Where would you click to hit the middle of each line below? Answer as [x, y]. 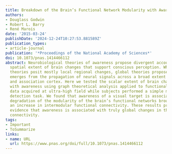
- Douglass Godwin [25, 20]
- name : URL [18, 139]
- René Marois [20, 29]
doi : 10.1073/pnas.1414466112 [38, 58]
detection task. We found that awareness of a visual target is [80, 96]
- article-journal [25, 48]
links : [12, 134]
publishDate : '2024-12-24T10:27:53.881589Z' [53, 39]
